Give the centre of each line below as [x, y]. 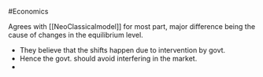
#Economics [28, 11]
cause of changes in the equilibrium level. [76, 35]
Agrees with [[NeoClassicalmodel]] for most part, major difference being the [132, 26]
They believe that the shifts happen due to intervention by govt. [122, 50]
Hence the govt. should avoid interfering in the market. [108, 59]
